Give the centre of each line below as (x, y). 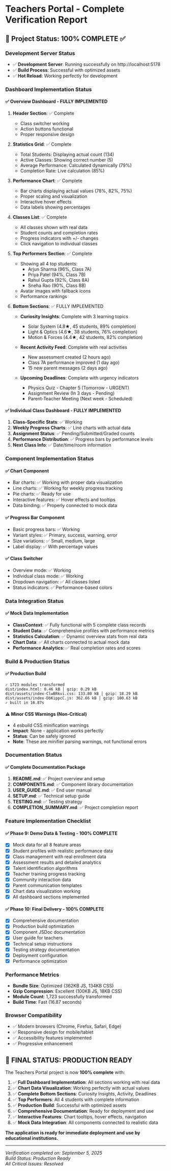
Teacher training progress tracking (49, 874)
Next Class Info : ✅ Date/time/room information (62, 445)
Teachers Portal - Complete (65, 9)
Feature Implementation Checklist (48, 821)
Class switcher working (45, 123)
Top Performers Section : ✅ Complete (52, 253)
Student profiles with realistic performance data (63, 851)
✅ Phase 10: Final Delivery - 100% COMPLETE (55, 909)
